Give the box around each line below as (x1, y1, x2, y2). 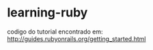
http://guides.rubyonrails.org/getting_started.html (7, 34, 146, 42)
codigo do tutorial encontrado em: (7, 27, 104, 36)
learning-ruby (7, 5, 88, 21)
